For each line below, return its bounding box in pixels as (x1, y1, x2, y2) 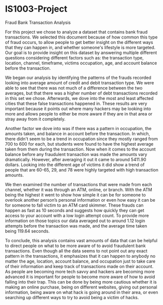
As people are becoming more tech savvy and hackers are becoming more (5, 268, 155, 274)
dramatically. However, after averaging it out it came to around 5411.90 (5, 156, 146, 162)
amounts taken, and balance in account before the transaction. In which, (5, 131, 150, 136)
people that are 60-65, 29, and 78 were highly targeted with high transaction (5, 167, 159, 172)
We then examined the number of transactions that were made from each (5, 181, 152, 187)
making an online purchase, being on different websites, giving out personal (5, 284, 157, 290)
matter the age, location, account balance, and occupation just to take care (5, 258, 156, 264)
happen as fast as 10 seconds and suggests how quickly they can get (5, 207, 145, 213)
